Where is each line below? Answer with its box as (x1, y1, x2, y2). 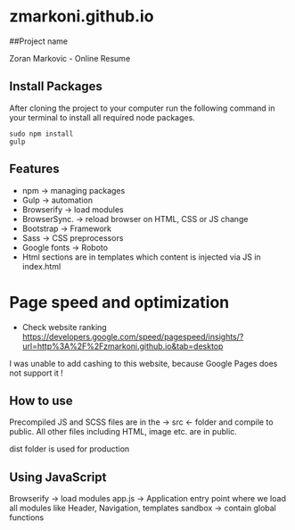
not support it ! (9, 368, 64, 378)
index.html (21, 261, 61, 271)
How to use (9, 393, 73, 408)
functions (9, 512, 45, 523)
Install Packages (9, 79, 102, 95)
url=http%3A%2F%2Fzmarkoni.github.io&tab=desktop (21, 341, 224, 352)
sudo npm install (9, 129, 74, 138)
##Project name (9, 36, 69, 46)
